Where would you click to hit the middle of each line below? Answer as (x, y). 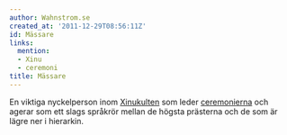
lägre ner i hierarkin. (46, 121)
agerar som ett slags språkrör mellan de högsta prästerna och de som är (143, 111)
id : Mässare (31, 34)
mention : (34, 51)
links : (22, 43)
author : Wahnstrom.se (50, 18)
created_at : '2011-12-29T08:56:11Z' (78, 26)
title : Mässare (38, 76)
